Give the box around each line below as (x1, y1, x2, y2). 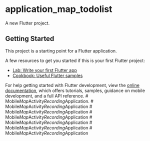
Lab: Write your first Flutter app (12, 67, 77, 73)
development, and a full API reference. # (5, 92, 88, 98)
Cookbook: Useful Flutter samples (12, 72, 83, 78)
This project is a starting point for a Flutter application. (5, 47, 117, 53)
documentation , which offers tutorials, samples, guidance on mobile (5, 87, 145, 93)
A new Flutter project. (5, 20, 50, 26)
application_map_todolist (5, 3, 112, 15)
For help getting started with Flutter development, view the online (5, 82, 140, 88)
